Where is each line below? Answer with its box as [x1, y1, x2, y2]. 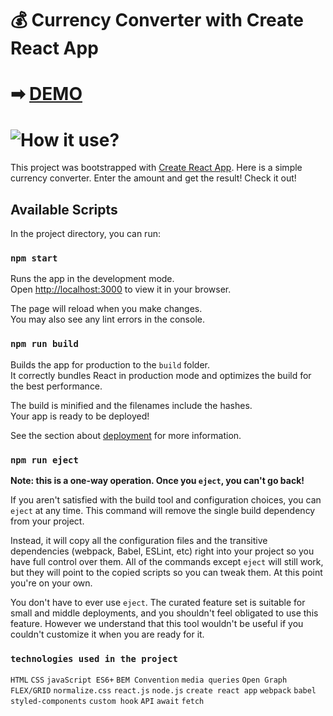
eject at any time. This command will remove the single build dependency [10, 505, 316, 517]
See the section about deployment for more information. [10, 429, 242, 441]
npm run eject [10, 454, 79, 466]
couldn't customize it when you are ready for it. [10, 628, 205, 641]
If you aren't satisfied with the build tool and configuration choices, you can [10, 494, 322, 506]
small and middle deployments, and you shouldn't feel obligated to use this [10, 607, 319, 619]
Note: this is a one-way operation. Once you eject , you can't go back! [10, 475, 305, 487]
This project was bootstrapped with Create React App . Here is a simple [10, 162, 303, 174]
